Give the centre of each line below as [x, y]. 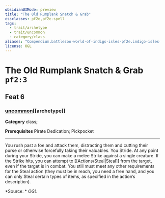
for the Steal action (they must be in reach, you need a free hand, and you [80, 171]
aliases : [14, 42]
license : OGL [18, 46]
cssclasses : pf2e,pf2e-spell [35, 19]
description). [18, 181]
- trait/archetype [28, 28]
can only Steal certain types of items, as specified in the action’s [70, 176]
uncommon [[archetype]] [35, 111]
